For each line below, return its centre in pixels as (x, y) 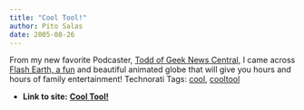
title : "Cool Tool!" (49, 18)
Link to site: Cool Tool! (65, 96)
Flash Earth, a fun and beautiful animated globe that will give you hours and (151, 69)
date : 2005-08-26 (42, 34)
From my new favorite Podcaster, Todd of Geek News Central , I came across (152, 60)
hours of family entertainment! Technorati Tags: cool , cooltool (125, 79)
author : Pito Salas (46, 26)
